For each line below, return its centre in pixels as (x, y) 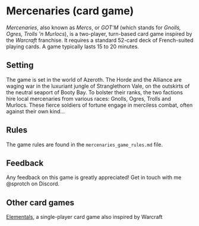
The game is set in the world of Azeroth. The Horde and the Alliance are (94, 79)
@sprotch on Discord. (33, 184)
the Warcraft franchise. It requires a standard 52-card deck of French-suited (100, 40)
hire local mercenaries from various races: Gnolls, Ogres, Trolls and (89, 98)
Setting (20, 65)
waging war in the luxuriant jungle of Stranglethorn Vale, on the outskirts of (98, 86)
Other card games (40, 202)
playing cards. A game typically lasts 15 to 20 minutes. (73, 47)
